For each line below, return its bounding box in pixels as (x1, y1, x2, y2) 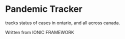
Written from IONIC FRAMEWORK (5, 29, 74, 35)
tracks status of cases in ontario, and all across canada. (5, 20, 120, 26)
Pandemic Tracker (5, 3, 82, 15)
